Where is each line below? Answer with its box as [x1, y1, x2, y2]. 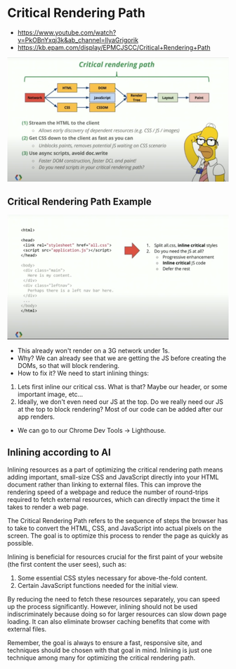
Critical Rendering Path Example [7, 195, 152, 207]
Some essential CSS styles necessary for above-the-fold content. [17, 573, 208, 582]
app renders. [17, 412, 55, 421]
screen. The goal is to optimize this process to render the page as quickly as [7, 531, 228, 540]
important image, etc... [17, 390, 84, 398]
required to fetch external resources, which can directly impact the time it [7, 495, 220, 503]
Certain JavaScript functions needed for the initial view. [17, 581, 178, 589]
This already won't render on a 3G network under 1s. [17, 346, 170, 355]
